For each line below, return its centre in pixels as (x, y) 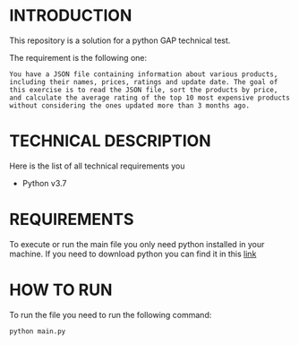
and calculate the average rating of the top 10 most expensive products (150, 98)
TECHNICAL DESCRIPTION (110, 141)
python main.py (38, 331)
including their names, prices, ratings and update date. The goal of (144, 82)
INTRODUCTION (71, 16)
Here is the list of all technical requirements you (97, 166)
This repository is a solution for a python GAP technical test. (120, 40)
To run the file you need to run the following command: (111, 315)
